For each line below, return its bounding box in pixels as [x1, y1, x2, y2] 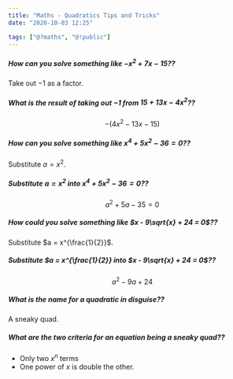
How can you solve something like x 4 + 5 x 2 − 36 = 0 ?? [8, 137, 191, 148]
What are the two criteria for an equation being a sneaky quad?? [8, 333, 226, 342]
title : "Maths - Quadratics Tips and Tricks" [8, 11, 160, 20]
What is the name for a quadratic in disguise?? [8, 295, 165, 304]
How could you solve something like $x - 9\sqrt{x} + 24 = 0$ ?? [8, 218, 218, 227]
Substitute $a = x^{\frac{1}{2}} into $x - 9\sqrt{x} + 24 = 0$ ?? [8, 256, 216, 265]
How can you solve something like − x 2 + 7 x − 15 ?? [8, 57, 176, 68]
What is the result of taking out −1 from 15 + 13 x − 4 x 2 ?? [8, 96, 195, 107]
